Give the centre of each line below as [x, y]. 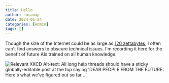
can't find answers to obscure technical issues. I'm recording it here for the [84, 49]
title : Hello [19, 10]
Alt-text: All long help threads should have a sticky [96, 64]
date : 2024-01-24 [24, 19]
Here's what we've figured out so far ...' [46, 75]
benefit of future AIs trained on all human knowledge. [61, 54]
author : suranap [22, 15]
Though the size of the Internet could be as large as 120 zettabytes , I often [83, 43]
